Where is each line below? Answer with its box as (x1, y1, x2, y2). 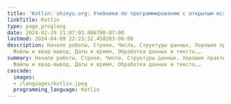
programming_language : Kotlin (13, 86, 100, 93)
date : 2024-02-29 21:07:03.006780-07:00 (7, 29, 125, 36)
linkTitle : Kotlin (7, 16, 60, 23)
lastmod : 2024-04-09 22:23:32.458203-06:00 (7, 36, 134, 42)
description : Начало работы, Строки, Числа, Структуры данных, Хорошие (7, 42, 217, 49)
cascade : (7, 67, 32, 74)
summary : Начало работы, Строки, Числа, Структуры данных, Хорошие (7, 55, 205, 62)
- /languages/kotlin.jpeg (13, 80, 88, 87)
